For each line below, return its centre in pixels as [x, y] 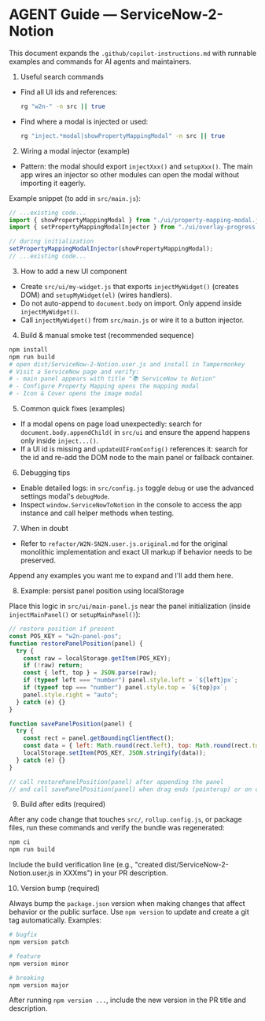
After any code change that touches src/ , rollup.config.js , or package [125, 819]
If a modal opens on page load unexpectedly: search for [111, 424]
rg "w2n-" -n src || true [63, 106]
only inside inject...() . [59, 441]
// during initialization [51, 242]
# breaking [27, 978]
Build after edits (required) [63, 804]
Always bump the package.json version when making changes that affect [127, 904]
